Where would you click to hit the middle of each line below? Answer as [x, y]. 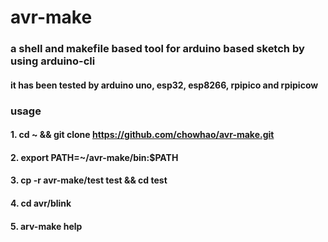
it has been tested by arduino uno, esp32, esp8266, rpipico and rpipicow [164, 85]
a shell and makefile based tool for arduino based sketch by [157, 49]
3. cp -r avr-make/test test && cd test [89, 180]
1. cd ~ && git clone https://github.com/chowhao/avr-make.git [142, 135]
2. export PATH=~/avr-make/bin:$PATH [94, 157]
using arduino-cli [53, 61]
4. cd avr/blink [41, 203]
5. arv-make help [46, 226]
